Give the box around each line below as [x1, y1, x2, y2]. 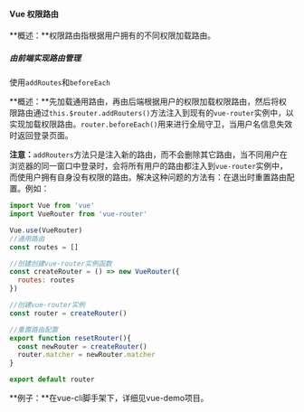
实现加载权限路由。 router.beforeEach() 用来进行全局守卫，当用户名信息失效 [9, 118, 293, 130]
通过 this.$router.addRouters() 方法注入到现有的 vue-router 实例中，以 [33, 108, 294, 118]
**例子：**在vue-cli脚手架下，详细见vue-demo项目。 [9, 393, 209, 404]
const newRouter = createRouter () [17, 342, 147, 351]
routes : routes [17, 276, 75, 285]
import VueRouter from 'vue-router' [9, 210, 147, 219]
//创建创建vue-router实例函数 [9, 258, 113, 268]
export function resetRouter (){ [9, 333, 131, 342]
